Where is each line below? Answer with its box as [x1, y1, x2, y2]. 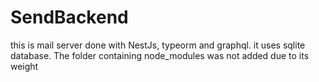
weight [10, 60, 39, 72]
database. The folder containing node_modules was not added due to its [10, 49, 310, 61]
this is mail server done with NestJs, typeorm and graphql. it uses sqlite [10, 39, 306, 51]
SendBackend [10, 6, 129, 29]
